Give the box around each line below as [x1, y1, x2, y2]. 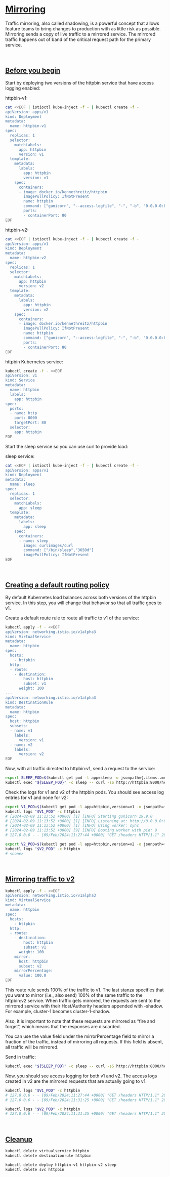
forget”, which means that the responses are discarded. [5, 1024, 121, 1029]
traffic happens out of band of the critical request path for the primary [5, 36, 151, 43]
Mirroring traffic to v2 [5, 875, 75, 884]
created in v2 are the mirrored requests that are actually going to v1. [5, 1078, 147, 1084]
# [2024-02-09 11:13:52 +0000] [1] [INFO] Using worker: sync [5, 823, 139, 828]
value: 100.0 [18, 973, 47, 978]
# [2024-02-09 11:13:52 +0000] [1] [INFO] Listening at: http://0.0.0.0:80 [5, 818, 168, 823]
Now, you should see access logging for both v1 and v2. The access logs [5, 1073, 157, 1079]
